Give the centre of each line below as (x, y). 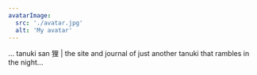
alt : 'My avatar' (44, 30)
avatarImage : (30, 15)
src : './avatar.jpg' (49, 23)
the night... (26, 62)
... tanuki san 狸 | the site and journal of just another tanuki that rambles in (129, 54)
